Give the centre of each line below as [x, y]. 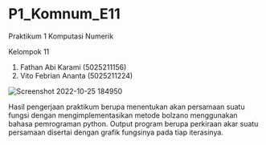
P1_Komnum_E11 [64, 14]
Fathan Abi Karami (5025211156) [73, 67]
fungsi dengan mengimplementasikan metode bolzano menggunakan [123, 115]
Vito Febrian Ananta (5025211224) [76, 75]
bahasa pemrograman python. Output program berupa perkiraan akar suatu [133, 123]
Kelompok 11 [29, 51]
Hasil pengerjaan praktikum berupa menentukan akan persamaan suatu [127, 107]
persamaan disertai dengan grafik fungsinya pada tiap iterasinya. [116, 132]
